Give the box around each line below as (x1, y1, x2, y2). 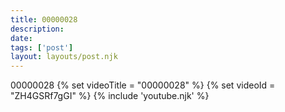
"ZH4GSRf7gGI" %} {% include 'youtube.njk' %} (10, 90, 210, 102)
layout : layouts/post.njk (10, 52, 118, 62)
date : (10, 33, 33, 43)
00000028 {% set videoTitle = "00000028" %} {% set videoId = (10, 79, 276, 91)
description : (10, 24, 65, 34)
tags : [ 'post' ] (10, 42, 74, 53)
